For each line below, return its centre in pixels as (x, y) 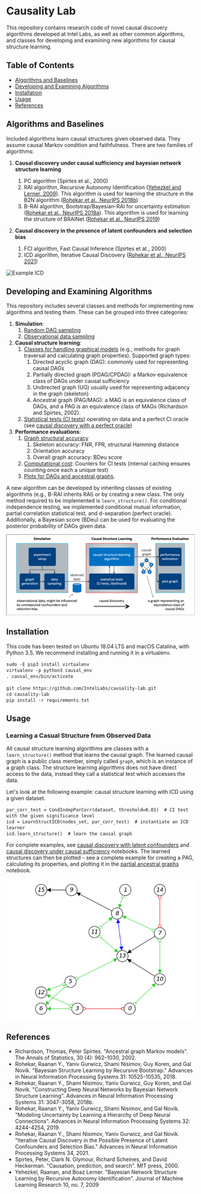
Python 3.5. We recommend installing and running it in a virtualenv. (89, 653)
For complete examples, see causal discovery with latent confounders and (98, 845)
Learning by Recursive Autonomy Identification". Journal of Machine (99, 1178)
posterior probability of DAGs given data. (57, 526)
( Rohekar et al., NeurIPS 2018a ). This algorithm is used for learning (106, 212)
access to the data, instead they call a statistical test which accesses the (96, 774)
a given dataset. (26, 798)
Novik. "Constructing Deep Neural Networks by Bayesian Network (96, 1089)
